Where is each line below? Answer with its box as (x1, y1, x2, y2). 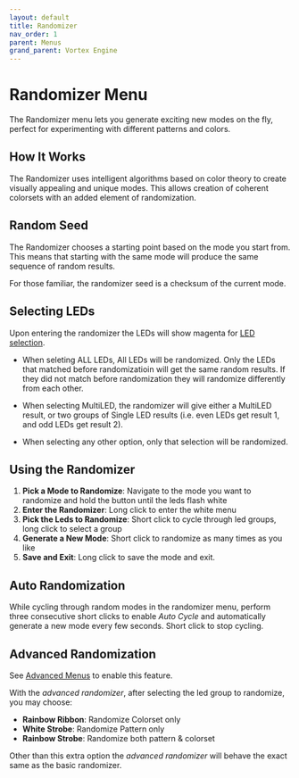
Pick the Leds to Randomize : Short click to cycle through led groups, (21, 514, 277, 525)
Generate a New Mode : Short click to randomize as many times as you (21, 533, 283, 544)
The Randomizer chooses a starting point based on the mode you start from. (9, 242, 291, 252)
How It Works (9, 149, 87, 165)
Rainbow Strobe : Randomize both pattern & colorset (21, 732, 216, 743)
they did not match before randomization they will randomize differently (21, 373, 286, 384)
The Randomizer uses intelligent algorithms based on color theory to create (9, 173, 287, 184)
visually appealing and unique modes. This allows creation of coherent (9, 182, 270, 193)
